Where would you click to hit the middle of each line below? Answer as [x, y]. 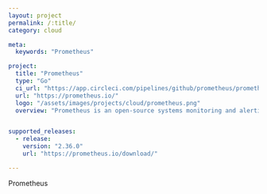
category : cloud [35, 30]
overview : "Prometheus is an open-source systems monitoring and [126, 110]
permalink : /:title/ [43, 23]
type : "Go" [33, 81]
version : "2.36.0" [53, 146]
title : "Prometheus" [49, 74]
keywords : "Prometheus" [54, 52]
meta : [17, 44]
